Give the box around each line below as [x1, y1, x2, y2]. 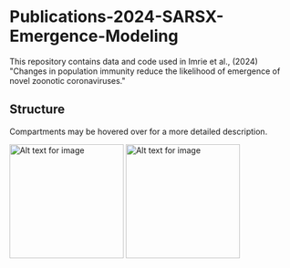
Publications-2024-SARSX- [9, 6, 224, 27]
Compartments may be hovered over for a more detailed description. [9, 126, 268, 137]
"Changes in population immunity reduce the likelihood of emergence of [9, 66, 281, 77]
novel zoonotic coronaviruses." [9, 75, 126, 86]
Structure [9, 102, 66, 118]
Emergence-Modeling [9, 26, 179, 46]
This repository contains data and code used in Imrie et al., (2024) [9, 56, 258, 67]
